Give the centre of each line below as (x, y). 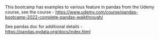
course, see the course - (30, 12)
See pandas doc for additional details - (44, 26)
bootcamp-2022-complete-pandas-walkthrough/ (54, 17)
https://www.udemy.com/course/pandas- (96, 12)
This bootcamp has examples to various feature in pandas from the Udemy (80, 7)
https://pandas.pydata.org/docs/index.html (48, 32)
